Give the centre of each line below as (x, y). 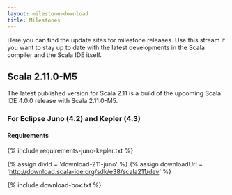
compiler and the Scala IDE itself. (55, 55)
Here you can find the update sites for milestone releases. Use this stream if (116, 40)
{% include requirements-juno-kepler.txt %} (70, 151)
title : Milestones (34, 20)
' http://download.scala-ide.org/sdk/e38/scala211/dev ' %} (90, 172)
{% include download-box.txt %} (54, 185)
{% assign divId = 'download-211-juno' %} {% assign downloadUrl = (105, 164)
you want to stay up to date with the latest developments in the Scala (106, 47)
